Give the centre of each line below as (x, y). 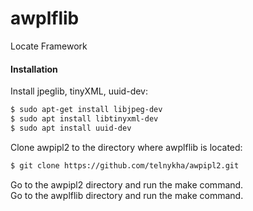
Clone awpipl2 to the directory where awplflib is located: (126, 147)
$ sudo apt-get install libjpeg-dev (86, 110)
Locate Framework (49, 46)
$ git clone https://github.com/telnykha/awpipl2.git (125, 165)
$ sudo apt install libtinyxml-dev (84, 119)
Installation (34, 69)
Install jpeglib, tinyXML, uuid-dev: (79, 91)
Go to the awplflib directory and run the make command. (127, 195)
